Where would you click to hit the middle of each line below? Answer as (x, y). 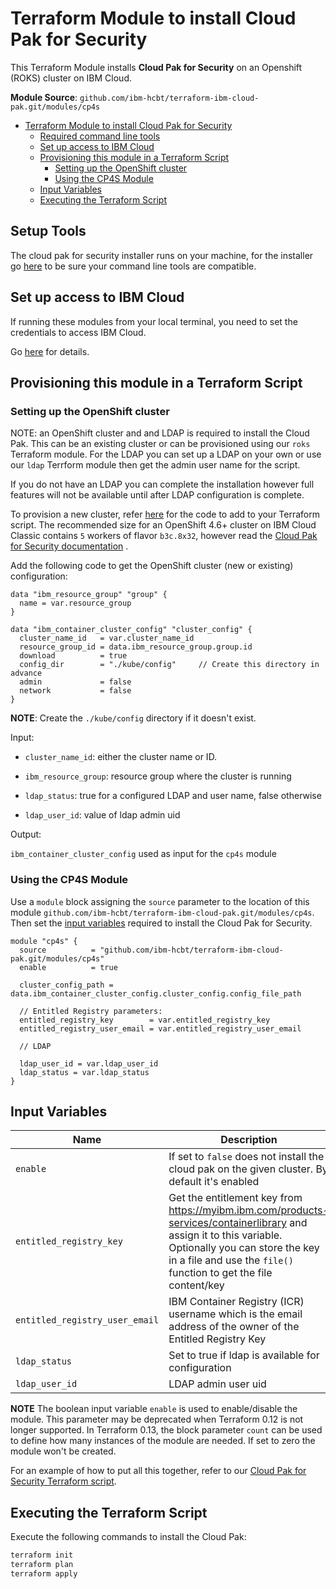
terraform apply (44, 1573)
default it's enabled (214, 1182)
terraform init (42, 1555)
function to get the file (220, 1273)
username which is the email (235, 1314)
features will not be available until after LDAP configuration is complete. (157, 495)
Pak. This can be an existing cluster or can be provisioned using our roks (160, 444)
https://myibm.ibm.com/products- (249, 1210)
